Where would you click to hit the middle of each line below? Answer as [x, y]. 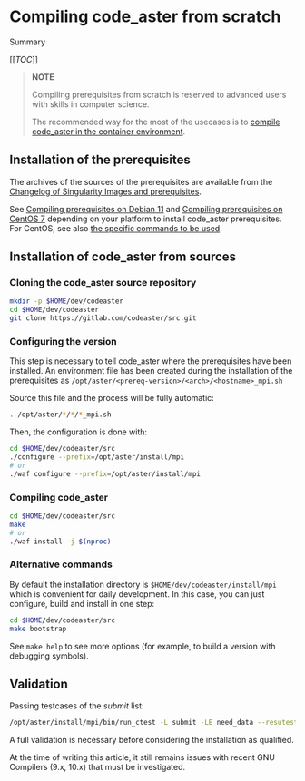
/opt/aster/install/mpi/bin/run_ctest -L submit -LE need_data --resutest [154, 723]
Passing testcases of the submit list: [77, 706]
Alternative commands [61, 564]
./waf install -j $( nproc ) [60, 542]
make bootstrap [38, 629]
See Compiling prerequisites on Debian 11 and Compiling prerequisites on [146, 209]
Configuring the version [64, 341]
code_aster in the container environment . [108, 131]
